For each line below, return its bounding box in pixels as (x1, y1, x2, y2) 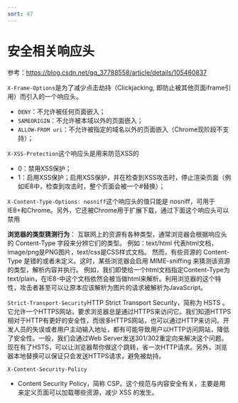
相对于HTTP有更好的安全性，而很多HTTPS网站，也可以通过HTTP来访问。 (7, 316, 224, 324)
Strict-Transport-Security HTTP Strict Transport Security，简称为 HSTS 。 (7, 298, 229, 306)
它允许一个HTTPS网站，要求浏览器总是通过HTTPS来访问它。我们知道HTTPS (7, 307, 232, 316)
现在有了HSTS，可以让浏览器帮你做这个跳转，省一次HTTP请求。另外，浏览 (7, 343, 227, 351)
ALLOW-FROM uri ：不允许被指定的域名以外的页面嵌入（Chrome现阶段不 (17, 125, 223, 134)
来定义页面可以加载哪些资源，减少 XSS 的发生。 (17, 388, 158, 397)
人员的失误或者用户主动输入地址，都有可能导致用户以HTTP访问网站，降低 (13, 325, 229, 333)
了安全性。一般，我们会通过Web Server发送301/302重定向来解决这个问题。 (7, 333, 228, 342)
